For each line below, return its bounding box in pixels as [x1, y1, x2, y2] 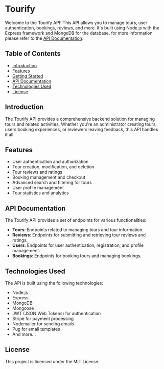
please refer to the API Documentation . [5, 35, 84, 41]
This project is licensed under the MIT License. [5, 358, 100, 364]
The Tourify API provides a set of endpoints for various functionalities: [5, 217, 147, 223]
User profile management [12, 185, 64, 191]
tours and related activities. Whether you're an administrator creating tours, [5, 121, 157, 127]
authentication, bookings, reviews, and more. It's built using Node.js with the [5, 25, 160, 30]
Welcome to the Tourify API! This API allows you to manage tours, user [5, 20, 148, 26]
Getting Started [12, 73, 43, 79]
